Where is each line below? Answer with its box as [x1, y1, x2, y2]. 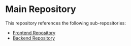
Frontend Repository [12, 29, 56, 35]
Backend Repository [12, 35, 55, 41]
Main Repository [5, 3, 76, 15]
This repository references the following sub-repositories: [5, 20, 126, 26]
